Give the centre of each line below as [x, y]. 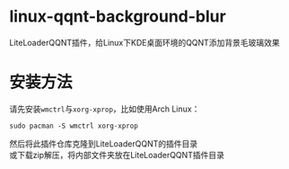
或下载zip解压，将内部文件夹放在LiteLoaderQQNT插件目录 [117, 155]
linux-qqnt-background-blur [118, 17]
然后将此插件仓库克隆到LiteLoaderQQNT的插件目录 [104, 143]
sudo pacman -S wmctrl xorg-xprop [74, 126]
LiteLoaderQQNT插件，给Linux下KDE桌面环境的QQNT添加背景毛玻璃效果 [144, 42]
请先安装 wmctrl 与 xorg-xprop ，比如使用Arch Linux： [105, 109]
